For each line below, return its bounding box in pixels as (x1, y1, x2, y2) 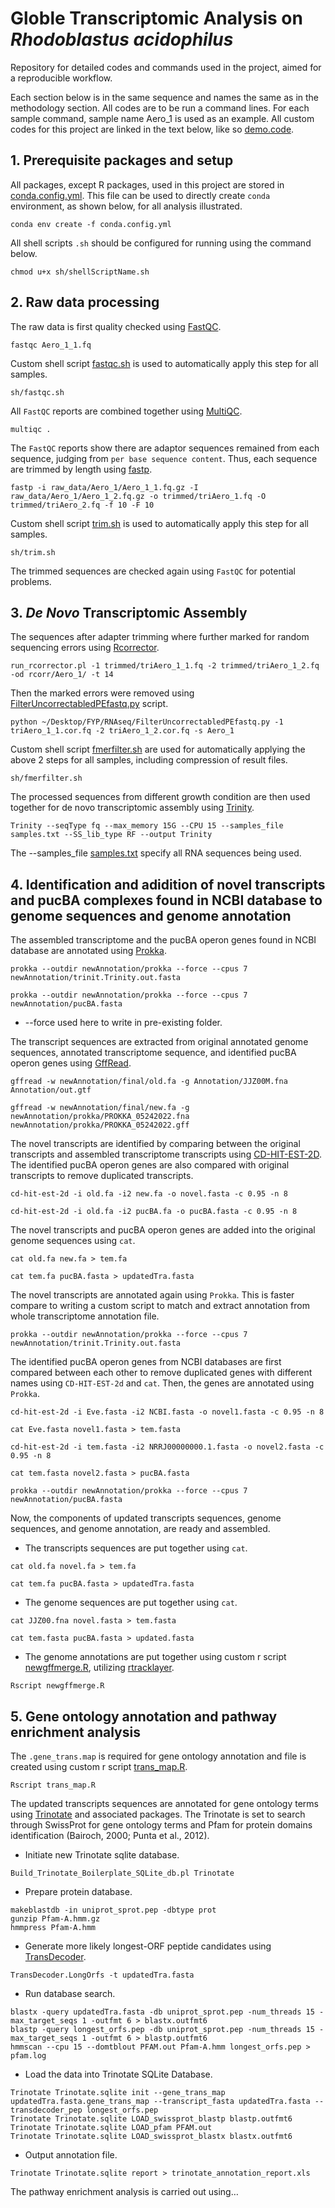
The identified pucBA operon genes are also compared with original (10, 1159, 290, 1171)
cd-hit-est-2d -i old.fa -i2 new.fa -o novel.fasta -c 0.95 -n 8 (10, 1189, 288, 1199)
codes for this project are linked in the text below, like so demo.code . (10, 123, 295, 135)
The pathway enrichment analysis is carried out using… (10, 2186, 239, 2197)
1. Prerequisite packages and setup (10, 152, 234, 169)
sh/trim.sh (10, 547, 56, 557)
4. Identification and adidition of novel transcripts (10, 876, 326, 893)
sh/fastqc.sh (10, 387, 65, 397)
